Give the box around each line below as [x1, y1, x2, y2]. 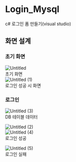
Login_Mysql [5, 4, 60, 15]
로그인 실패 [5, 151, 27, 157]
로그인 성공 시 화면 [5, 82, 41, 88]
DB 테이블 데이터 [5, 114, 38, 120]
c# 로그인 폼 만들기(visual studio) [5, 21, 71, 27]
